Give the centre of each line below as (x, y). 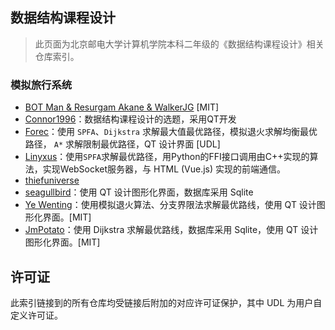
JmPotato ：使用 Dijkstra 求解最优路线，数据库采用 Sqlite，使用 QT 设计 (171, 230)
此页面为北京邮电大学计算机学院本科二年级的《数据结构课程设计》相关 (179, 44)
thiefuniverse (52, 180)
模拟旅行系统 (41, 85)
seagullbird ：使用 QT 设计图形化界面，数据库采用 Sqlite (139, 192)
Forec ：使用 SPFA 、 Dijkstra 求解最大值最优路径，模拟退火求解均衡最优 (171, 132)
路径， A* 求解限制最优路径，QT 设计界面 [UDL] (122, 144)
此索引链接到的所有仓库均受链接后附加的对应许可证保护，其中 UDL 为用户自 (166, 302)
